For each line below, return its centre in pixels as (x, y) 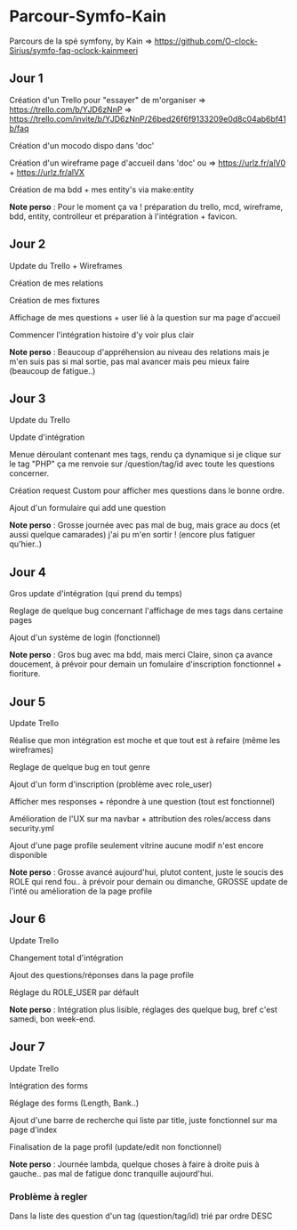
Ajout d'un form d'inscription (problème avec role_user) (111, 784)
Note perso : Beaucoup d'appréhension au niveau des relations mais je (139, 352)
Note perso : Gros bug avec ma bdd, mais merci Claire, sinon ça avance (141, 655)
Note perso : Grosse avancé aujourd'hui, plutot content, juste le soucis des (147, 872)
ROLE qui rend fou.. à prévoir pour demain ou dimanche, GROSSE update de (148, 882)
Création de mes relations (56, 283)
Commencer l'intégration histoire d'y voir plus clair (102, 335)
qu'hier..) (26, 544)
